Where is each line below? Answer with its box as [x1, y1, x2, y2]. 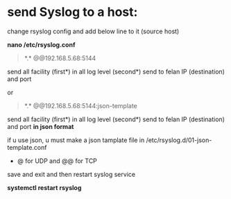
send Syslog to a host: [7, 4, 138, 20]
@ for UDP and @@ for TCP [17, 157, 97, 165]
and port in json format [7, 122, 74, 130]
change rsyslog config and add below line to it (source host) [7, 27, 180, 35]
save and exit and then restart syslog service [7, 170, 136, 178]
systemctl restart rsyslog [7, 183, 82, 191]
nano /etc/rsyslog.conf [7, 40, 76, 49]
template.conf [7, 143, 47, 151]
